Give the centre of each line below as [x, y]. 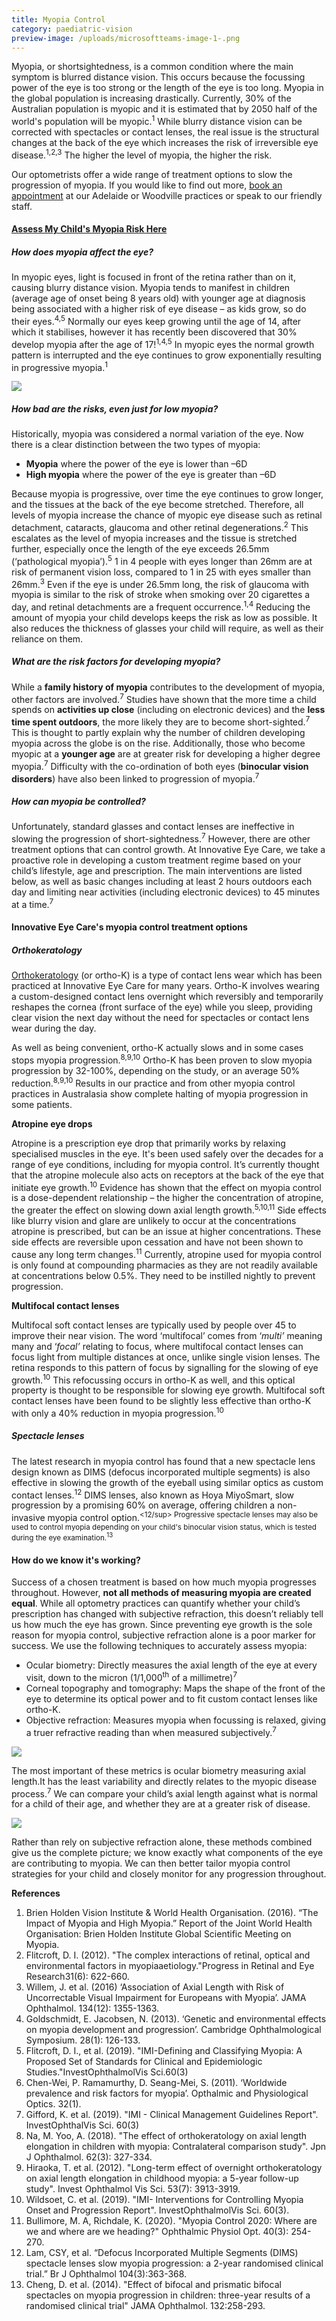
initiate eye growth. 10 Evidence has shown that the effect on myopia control [166, 1186]
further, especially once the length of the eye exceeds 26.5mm [140, 548]
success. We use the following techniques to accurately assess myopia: [159, 1646]
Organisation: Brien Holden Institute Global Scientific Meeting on [158, 1934]
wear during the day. [54, 1028]
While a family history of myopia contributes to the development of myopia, [168, 687]
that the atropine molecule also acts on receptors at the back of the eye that [167, 1175]
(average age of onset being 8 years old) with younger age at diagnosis [158, 298]
